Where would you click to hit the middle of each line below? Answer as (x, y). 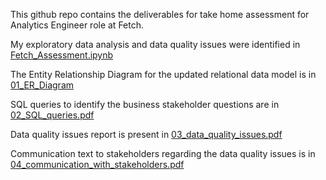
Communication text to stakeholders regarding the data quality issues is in (163, 153)
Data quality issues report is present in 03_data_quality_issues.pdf (146, 134)
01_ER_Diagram (42, 85)
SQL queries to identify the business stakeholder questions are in (145, 104)
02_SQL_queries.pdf (52, 115)
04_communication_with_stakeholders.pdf (97, 164)
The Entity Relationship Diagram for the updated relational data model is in (163, 74)
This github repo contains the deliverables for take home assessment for (160, 14)
